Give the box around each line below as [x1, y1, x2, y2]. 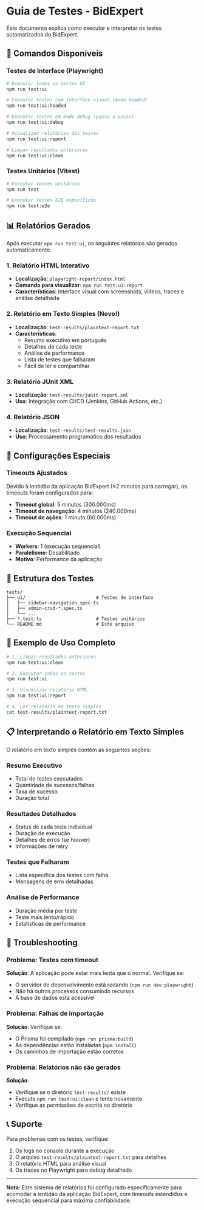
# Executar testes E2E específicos [6, 197, 97, 203]
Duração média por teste [15, 907, 78, 914]
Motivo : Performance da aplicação [15, 556, 103, 563]
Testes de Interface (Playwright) [6, 67, 104, 75]
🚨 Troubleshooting [6, 937, 78, 948]
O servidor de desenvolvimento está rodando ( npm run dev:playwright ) [15, 981, 194, 988]
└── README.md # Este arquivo [6, 621, 135, 627]
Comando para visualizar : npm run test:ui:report [15, 281, 143, 289]
